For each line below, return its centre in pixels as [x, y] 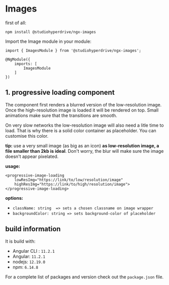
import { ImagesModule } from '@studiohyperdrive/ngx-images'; [73, 50]
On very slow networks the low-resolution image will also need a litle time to [85, 125]
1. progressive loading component [60, 93]
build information [33, 229]
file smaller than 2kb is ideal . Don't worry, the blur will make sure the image [85, 151]
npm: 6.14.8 [25, 267]
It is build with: [20, 241]
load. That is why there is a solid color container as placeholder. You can [81, 130]
